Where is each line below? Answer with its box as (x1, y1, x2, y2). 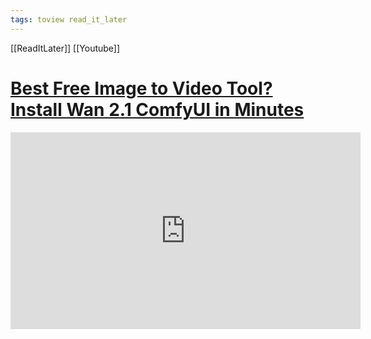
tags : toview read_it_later (10, 14, 128, 25)
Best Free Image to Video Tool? (10, 77, 273, 100)
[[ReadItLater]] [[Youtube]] (10, 42, 121, 54)
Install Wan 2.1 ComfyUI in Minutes (10, 98, 305, 121)
